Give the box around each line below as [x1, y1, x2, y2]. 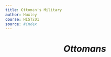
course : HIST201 [5, 17, 39, 22]
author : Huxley [5, 12, 37, 17]
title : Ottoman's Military [5, 7, 62, 13]
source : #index [5, 21, 37, 27]
